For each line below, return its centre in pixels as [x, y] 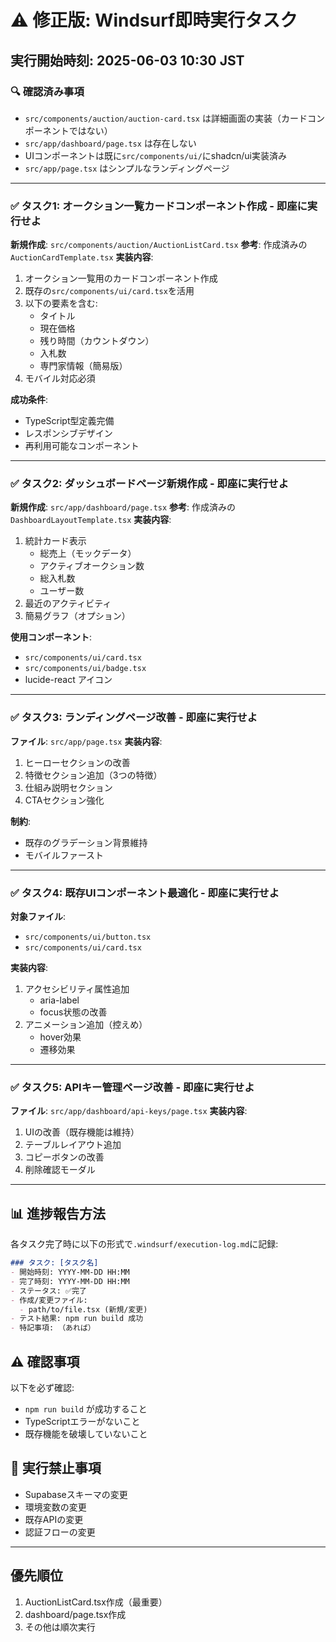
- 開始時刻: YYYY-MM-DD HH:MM [70, 1272]
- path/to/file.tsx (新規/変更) [83, 1309]
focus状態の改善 [73, 1012]
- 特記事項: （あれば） [53, 1328]
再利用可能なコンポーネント [82, 446]
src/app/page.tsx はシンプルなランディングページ [127, 168]
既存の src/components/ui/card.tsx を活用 [109, 291]
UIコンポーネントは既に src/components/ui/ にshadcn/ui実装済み [155, 155]
